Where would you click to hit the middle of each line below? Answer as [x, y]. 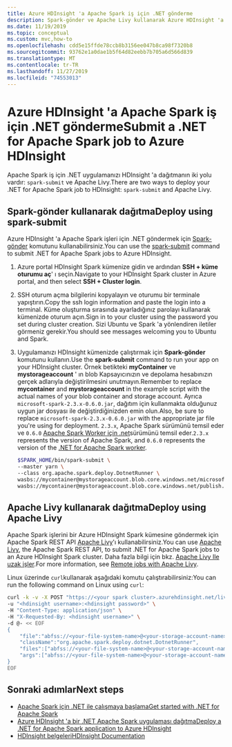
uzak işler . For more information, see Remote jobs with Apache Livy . [103, 564]
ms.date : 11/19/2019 [37, 26]
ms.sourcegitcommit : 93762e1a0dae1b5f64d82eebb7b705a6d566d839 [100, 52]
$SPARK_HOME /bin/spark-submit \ [64, 460]
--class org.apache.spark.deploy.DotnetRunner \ [88, 473]
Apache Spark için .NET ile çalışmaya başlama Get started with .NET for [118, 706]
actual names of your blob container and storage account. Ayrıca [109, 396]
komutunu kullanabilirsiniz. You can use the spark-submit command [125, 246]
